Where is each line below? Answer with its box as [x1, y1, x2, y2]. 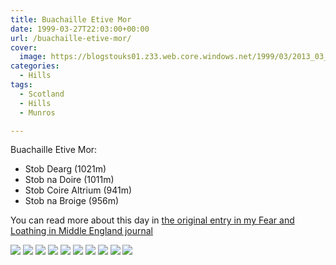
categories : [10, 61, 60, 71]
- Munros [19, 107, 56, 118]
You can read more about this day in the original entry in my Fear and [10, 214, 295, 226]
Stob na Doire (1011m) [24, 174, 115, 186]
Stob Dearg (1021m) [24, 163, 107, 175]
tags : [10, 80, 33, 90]
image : [19, 52, 47, 62]
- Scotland [19, 89, 65, 99]
